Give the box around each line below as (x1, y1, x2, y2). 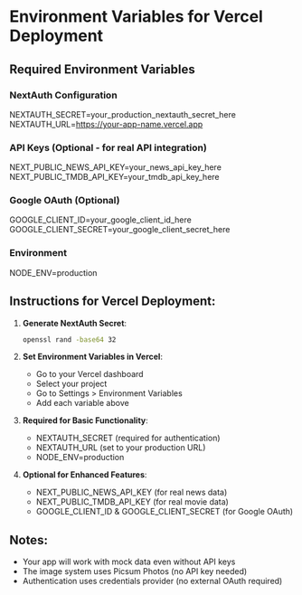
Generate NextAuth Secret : (22, 317, 127, 328)
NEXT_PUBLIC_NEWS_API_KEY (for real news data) (35, 486, 228, 498)
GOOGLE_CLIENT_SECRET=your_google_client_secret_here (9, 224, 231, 235)
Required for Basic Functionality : (22, 415, 149, 426)
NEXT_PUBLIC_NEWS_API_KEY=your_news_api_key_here (9, 162, 222, 173)
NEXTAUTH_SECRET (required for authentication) (35, 432, 221, 444)
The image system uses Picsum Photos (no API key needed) (22, 566, 248, 577)
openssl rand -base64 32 (22, 335, 117, 345)
